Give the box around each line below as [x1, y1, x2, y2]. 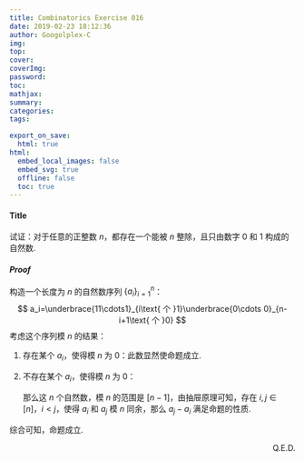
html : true [17, 140, 59, 149]
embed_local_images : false [17, 156, 120, 165]
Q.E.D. [271, 442, 296, 453]
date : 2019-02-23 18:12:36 [9, 22, 112, 31]
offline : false [17, 174, 75, 183]
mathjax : [9, 89, 43, 98]
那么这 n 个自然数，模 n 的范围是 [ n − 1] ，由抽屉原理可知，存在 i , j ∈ [22, 392, 277, 403]
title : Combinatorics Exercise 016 [9, 13, 144, 23]
